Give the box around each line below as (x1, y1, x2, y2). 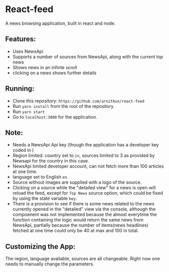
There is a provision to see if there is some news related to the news (12, 201, 155, 207)
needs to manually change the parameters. (5, 261, 94, 267)
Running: (5, 84, 35, 93)
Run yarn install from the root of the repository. (12, 103, 115, 109)
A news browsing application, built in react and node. (5, 20, 116, 26)
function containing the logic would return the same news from (12, 217, 144, 223)
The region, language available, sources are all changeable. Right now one (5, 256, 160, 262)
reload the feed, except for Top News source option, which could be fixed (12, 190, 163, 196)
